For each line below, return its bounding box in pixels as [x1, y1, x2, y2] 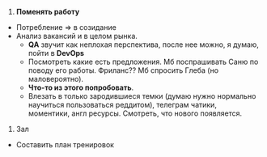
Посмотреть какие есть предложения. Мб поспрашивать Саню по [28, 57, 259, 66]
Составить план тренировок [15, 140, 115, 149]
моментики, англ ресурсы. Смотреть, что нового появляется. [28, 108, 243, 118]
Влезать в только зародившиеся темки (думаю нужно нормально [28, 91, 256, 100]
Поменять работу [15, 7, 80, 16]
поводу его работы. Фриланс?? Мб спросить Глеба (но [28, 66, 219, 75]
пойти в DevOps [28, 49, 85, 57]
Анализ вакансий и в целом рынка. [15, 32, 138, 40]
